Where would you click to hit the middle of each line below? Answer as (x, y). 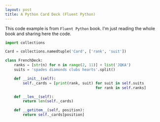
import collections (25, 42)
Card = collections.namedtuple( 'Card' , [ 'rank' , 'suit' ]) (66, 52)
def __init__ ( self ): (35, 79)
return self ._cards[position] (54, 115)
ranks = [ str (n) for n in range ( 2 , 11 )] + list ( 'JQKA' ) (73, 65)
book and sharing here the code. (38, 34)
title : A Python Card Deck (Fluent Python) (50, 14)
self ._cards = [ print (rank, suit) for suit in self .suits (83, 83)
